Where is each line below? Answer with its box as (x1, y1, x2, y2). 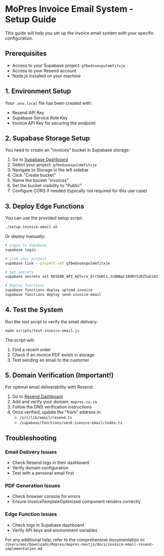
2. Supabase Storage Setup (5, 134, 90, 143)
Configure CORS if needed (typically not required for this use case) (12, 188, 147, 194)
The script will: (5, 337, 35, 343)
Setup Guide (5, 14, 57, 25)
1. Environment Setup (5, 87, 71, 96)
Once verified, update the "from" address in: (12, 409, 102, 415)
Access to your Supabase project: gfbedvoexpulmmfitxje (12, 62, 125, 68)
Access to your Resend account (12, 68, 77, 73)
